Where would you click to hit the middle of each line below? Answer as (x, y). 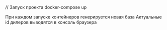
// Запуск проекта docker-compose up (46, 7)
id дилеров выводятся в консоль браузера (51, 22)
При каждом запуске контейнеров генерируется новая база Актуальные (83, 17)
